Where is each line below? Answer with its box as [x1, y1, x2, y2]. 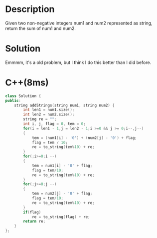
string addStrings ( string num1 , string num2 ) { [14, 102, 115, 108]
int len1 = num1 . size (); [23, 107, 75, 112]
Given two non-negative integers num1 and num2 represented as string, [5, 20, 153, 26]
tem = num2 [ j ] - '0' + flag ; [31, 191, 93, 196]
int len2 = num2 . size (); [23, 112, 75, 117]
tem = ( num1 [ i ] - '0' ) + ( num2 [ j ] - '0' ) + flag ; [31, 135, 137, 140]
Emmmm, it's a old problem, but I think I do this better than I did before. [5, 59, 152, 65]
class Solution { [5, 93, 41, 98]
